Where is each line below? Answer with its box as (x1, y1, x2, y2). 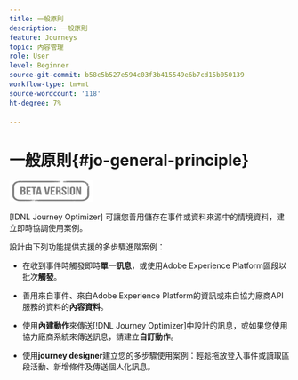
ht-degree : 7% (9, 99, 62, 107)
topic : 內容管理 (9, 43, 64, 51)
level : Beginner (9, 61, 69, 70)
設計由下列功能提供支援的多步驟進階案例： (9, 241, 165, 252)
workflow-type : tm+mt (9, 80, 90, 89)
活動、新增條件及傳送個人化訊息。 (29, 361, 156, 372)
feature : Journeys (9, 33, 77, 42)
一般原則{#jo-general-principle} (9, 150, 249, 170)
